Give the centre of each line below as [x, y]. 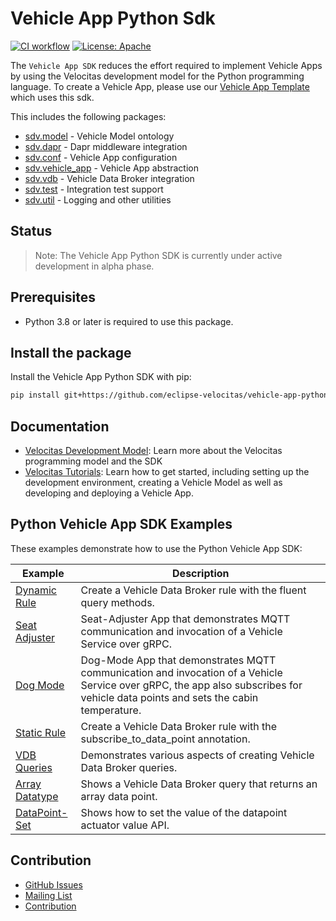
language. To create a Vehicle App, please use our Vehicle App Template [160, 86]
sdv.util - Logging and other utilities [98, 199]
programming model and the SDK [93, 461]
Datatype [37, 796]
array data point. [119, 796]
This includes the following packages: [88, 116]
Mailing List [48, 895]
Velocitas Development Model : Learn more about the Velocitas [153, 451]
